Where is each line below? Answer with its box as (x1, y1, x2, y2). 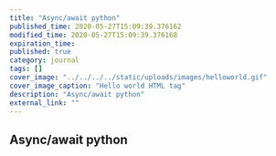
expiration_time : (9, 38, 76, 48)
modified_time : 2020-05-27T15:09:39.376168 (9, 30, 178, 39)
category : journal (9, 56, 80, 65)
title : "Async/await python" (9, 13, 121, 23)
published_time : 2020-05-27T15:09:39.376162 (9, 22, 182, 31)
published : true (9, 47, 71, 57)
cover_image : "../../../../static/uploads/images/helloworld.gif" (9, 73, 268, 82)
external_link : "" (9, 98, 80, 108)
